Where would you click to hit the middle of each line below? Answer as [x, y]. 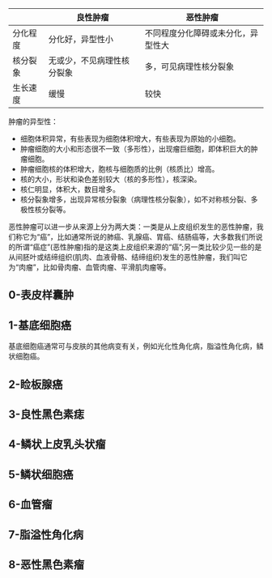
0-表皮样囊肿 [41, 295]
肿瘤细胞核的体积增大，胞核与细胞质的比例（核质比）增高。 [119, 169]
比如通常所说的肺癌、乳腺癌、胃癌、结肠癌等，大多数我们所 [157, 237]
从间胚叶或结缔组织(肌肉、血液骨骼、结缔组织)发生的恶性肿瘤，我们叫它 [128, 257]
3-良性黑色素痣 [47, 414]
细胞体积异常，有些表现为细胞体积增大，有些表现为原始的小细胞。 [130, 138]
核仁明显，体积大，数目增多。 [70, 189]
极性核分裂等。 [45, 209]
